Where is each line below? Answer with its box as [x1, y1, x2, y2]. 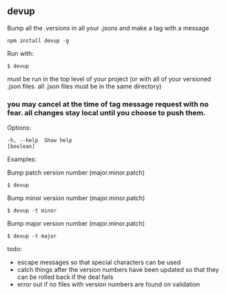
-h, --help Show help [7, 137, 72, 144]
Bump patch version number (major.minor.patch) [7, 168, 145, 177]
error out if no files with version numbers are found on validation [17, 280, 201, 288]
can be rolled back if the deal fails [17, 273, 114, 282]
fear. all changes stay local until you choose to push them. [7, 108, 206, 117]
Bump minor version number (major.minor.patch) [7, 194, 145, 202]
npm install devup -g [7, 37, 70, 44]
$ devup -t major [7, 233, 57, 240]
